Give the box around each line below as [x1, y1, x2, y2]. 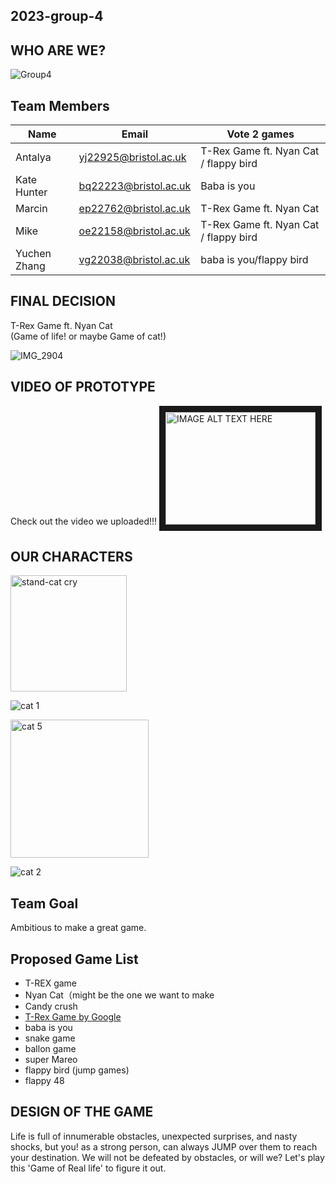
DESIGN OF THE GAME [10, 1104, 154, 1121]
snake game [24, 1032, 76, 1044]
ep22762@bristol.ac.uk [78, 202, 191, 216]
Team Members [10, 97, 110, 114]
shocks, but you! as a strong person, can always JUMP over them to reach [10, 1140, 318, 1153]
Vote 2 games [226, 127, 295, 141]
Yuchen [15, 247, 52, 261]
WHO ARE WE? [10, 42, 107, 59]
